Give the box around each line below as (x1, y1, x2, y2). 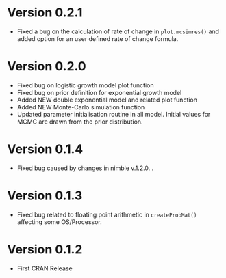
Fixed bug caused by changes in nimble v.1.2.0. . (16, 164, 154, 172)
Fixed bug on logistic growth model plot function (16, 81, 154, 89)
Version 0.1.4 (7, 141, 84, 157)
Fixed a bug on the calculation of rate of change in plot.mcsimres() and (16, 27, 220, 36)
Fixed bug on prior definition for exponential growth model (16, 88, 182, 96)
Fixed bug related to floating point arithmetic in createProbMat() (16, 210, 197, 219)
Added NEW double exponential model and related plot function (16, 96, 197, 104)
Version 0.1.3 (7, 188, 83, 203)
